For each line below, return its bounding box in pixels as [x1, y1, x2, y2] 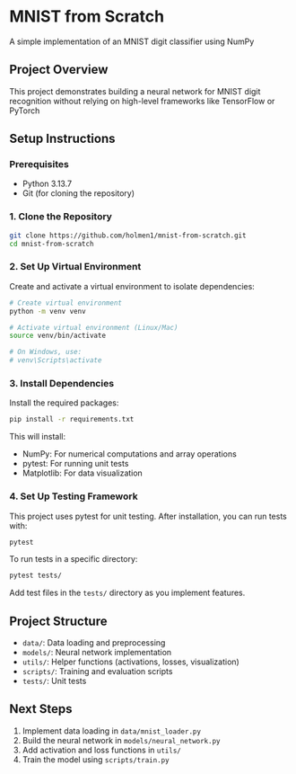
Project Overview [9, 62, 109, 77]
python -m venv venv [9, 307, 87, 316]
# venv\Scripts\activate [9, 356, 102, 365]
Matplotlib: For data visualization [22, 467, 144, 478]
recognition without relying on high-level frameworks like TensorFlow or [9, 95, 275, 106]
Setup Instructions [9, 131, 116, 147]
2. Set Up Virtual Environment [9, 261, 142, 273]
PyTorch [9, 105, 40, 116]
